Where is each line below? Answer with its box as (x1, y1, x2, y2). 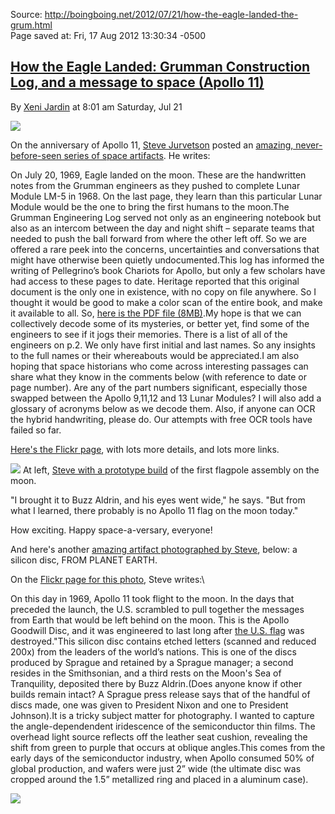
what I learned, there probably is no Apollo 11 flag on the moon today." (10, 504, 299, 516)
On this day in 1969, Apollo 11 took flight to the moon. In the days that (10, 592, 295, 604)
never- (295, 139, 323, 151)
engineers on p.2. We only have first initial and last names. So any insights (10, 339, 316, 351)
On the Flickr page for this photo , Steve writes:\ (10, 573, 205, 585)
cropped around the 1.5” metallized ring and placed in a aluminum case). (10, 773, 309, 785)
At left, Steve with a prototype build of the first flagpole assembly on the (22, 464, 320, 476)
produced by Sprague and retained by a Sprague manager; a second (10, 656, 294, 668)
